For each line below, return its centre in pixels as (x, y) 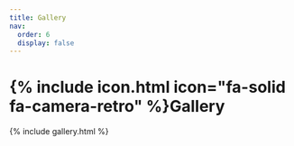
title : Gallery (38, 18)
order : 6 (34, 34)
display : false (46, 43)
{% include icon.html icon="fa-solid (147, 87)
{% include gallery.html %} (59, 132)
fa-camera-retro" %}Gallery (117, 107)
